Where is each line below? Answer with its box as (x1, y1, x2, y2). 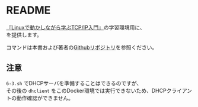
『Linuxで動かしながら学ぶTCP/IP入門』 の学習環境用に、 (6, 24, 145, 31)
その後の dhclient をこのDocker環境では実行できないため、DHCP (6, 87, 167, 94)
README (6, 4, 51, 17)
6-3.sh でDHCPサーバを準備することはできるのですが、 (6, 79, 142, 86)
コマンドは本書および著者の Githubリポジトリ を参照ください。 (6, 44, 158, 51)
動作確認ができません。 (16, 94, 74, 101)
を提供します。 (6, 31, 43, 38)
